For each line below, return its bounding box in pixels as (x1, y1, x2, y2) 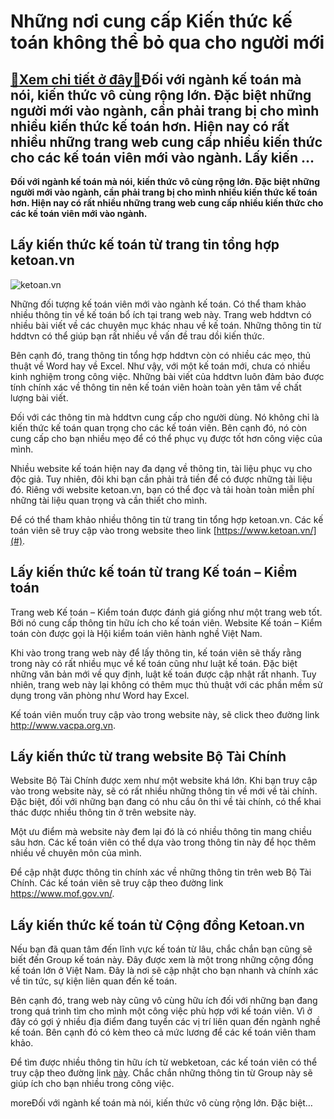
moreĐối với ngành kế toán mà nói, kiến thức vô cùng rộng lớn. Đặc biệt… (10, 1097, 313, 1109)
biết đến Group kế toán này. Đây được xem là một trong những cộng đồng (10, 954, 314, 966)
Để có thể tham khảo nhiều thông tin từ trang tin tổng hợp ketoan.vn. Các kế (10, 513, 324, 525)
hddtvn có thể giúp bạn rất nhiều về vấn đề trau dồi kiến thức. (10, 330, 265, 342)
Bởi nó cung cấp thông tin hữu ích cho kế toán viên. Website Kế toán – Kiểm (10, 616, 323, 629)
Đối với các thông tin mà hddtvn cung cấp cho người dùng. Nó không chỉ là (10, 411, 320, 423)
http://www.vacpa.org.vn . (10, 719, 117, 731)
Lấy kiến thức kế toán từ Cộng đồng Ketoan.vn (10, 916, 305, 934)
